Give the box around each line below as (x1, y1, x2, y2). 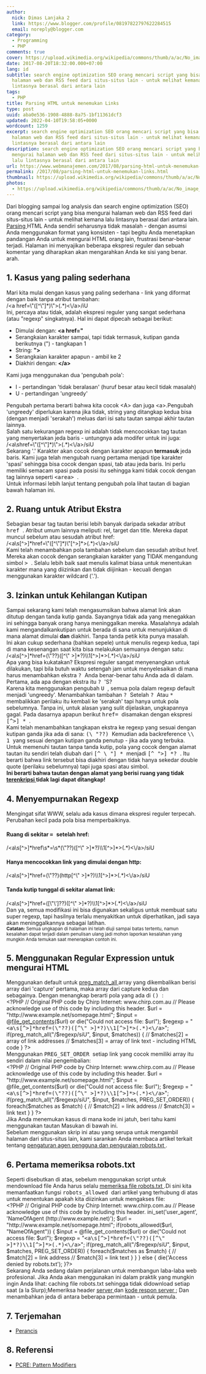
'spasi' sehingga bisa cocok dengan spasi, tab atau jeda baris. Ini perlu (6, 460, 186, 467)
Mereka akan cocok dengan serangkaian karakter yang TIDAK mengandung (6, 553, 198, 560)
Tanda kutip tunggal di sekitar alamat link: (6, 886, 115, 893)
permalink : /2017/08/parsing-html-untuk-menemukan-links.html (6, 169, 169, 175)
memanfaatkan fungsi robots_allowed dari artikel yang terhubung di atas (6, 1189, 198, 1196)
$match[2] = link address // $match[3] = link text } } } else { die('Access (6, 1254, 188, 1261)
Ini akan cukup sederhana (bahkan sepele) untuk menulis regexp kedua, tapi (6, 639, 199, 647)
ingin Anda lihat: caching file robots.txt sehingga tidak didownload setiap (6, 1280, 190, 1288)
